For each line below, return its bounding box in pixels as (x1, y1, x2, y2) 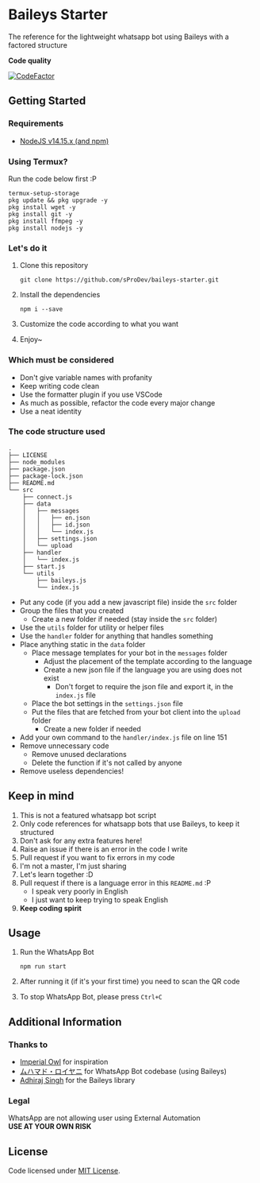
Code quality (8, 56, 52, 65)
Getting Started (8, 94, 86, 108)
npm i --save (19, 305, 63, 313)
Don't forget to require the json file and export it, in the (55, 681, 234, 691)
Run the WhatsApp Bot (19, 948, 94, 957)
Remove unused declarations (31, 749, 127, 758)
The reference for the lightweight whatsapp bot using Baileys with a (8, 32, 230, 41)
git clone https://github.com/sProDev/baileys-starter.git (19, 276, 220, 284)
